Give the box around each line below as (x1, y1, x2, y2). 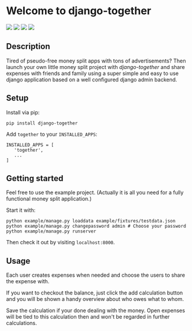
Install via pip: (6, 109, 40, 116)
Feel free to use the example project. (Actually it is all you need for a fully (6, 189, 184, 196)
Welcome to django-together (6, 4, 152, 18)
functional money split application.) (6, 195, 92, 202)
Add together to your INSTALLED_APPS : (6, 130, 97, 137)
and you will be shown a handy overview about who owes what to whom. (6, 296, 184, 303)
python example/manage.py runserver (6, 228, 96, 234)
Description (6, 41, 50, 51)
